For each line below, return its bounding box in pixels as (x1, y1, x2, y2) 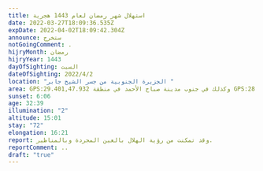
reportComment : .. (8, 143, 69, 151)
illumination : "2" (8, 107, 69, 115)
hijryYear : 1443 (8, 56, 61, 64)
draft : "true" (8, 151, 55, 158)
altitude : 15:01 (8, 114, 61, 122)
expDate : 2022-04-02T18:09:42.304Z (8, 26, 125, 34)
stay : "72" (8, 121, 44, 129)
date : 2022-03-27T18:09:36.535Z (8, 19, 114, 27)
